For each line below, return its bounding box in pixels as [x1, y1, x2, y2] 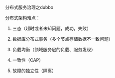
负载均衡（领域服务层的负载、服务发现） [12, 47, 96, 52]
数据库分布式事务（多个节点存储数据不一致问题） [12, 36, 113, 42]
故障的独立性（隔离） [12, 68, 56, 74]
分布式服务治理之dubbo [5, 4, 54, 10]
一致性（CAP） [12, 57, 44, 63]
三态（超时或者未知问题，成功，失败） [12, 25, 91, 31]
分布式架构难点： [5, 15, 40, 21]
